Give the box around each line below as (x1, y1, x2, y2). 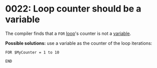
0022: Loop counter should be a (5, 3, 141, 15)
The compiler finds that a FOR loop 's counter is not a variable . (5, 30, 131, 36)
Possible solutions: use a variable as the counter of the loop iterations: (5, 40, 152, 46)
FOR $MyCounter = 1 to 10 (5, 50, 59, 55)
